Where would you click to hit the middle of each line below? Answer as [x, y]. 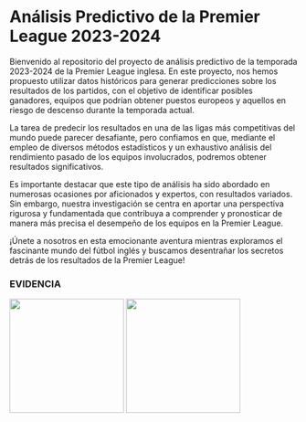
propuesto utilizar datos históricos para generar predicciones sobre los [143, 80]
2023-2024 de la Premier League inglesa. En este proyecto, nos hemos [144, 71]
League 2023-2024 [85, 36]
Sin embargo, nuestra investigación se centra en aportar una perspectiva [147, 204]
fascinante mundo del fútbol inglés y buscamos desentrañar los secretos [147, 250]
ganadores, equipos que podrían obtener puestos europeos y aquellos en [148, 100]
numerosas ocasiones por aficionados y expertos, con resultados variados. [151, 194]
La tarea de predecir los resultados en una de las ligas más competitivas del [152, 127]
